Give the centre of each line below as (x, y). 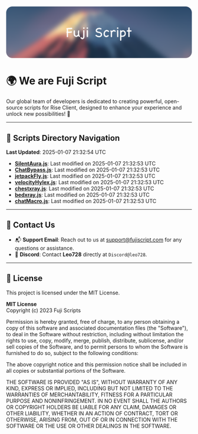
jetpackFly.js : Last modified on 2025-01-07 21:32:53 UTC (85, 176)
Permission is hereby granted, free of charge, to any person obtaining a (93, 322)
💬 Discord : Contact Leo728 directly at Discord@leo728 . (81, 254)
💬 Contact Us (31, 225)
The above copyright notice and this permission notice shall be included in (96, 364)
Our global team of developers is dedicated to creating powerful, (85, 101)
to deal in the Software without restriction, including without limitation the (95, 334)
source (15, 108)
